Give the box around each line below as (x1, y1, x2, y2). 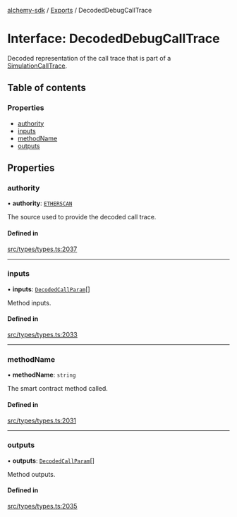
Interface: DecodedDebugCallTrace (7, 31, 220, 47)
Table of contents (7, 82, 86, 94)
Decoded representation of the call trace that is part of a (7, 54, 171, 62)
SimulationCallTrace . (7, 61, 68, 70)
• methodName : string (7, 370, 76, 379)
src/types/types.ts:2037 (7, 245, 78, 253)
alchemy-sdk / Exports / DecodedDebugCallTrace (7, 6, 152, 14)
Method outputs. (7, 470, 56, 478)
